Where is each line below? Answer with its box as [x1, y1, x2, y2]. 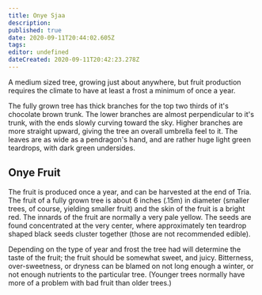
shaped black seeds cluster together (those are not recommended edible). [8, 229, 251, 238]
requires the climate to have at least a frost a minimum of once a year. [8, 85, 236, 95]
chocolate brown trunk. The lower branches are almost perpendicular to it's [8, 109, 255, 119]
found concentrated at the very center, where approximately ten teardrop [8, 221, 247, 230]
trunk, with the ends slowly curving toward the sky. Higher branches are [8, 118, 243, 127]
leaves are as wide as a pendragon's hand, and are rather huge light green [8, 134, 252, 144]
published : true [8, 26, 62, 34]
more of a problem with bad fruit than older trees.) [8, 278, 172, 287]
